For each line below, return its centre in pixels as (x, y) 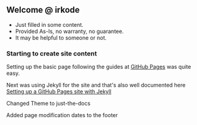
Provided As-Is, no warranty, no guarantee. (69, 31)
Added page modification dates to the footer (62, 115)
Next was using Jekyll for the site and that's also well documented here (96, 85)
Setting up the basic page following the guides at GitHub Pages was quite (99, 67)
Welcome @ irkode (43, 10)
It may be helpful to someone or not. (61, 37)
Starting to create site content (52, 53)
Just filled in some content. (49, 24)
